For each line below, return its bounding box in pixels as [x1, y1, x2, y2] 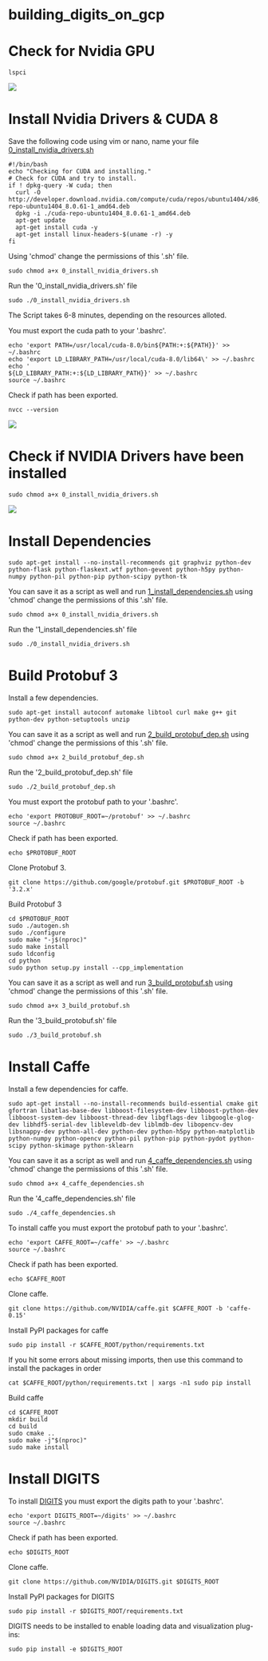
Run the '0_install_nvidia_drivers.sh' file [8, 281, 138, 291]
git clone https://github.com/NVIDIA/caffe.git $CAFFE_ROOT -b [8, 1305, 223, 1312]
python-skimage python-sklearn [29, 1141, 134, 1149]
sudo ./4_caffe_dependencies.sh [8, 1209, 116, 1217]
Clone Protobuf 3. [8, 862, 66, 872]
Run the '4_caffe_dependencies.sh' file [8, 1193, 136, 1203]
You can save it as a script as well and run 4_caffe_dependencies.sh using [8, 1155, 253, 1165]
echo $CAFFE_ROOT [8, 1275, 66, 1283]
